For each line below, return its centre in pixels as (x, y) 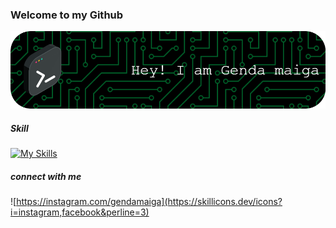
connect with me (46, 176)
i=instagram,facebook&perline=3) (80, 212)
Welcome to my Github (67, 15)
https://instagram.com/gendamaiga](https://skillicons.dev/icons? (149, 202)
